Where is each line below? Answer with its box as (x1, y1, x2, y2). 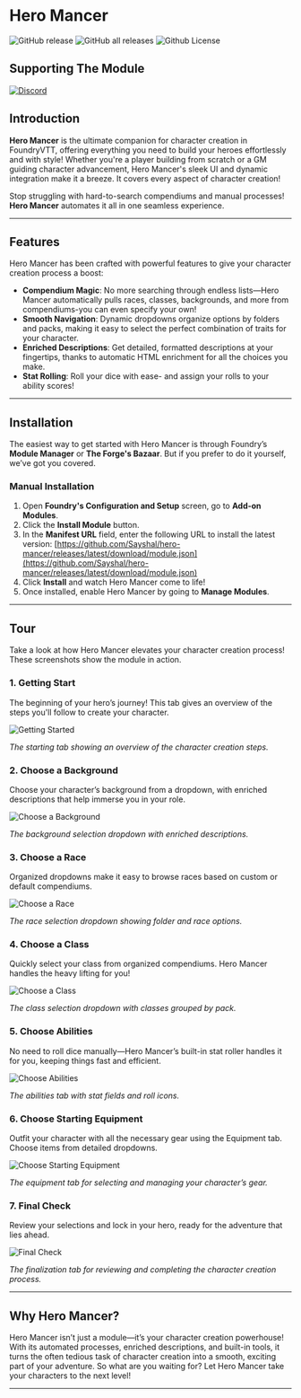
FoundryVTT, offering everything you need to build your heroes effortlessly (9, 145, 287, 155)
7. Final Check (9, 1200, 72, 1212)
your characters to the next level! (9, 1370, 132, 1381)
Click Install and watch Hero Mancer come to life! (21, 576, 206, 588)
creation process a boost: (9, 268, 104, 278)
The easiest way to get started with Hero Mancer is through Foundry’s (9, 439, 268, 450)
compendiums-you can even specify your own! (21, 304, 197, 315)
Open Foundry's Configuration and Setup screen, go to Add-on (21, 500, 262, 512)
